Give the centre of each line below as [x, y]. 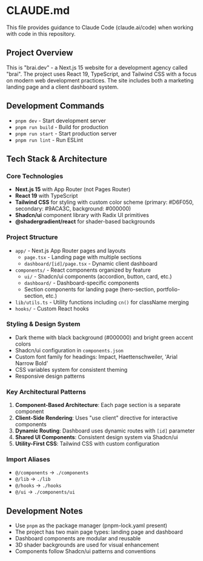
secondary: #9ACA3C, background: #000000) [73, 209]
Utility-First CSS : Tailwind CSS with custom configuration [87, 444]
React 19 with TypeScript [46, 196]
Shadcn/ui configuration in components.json [69, 350]
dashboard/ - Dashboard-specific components [82, 283]
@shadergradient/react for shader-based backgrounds [85, 221]
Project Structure [32, 237]
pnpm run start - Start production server [66, 133]
